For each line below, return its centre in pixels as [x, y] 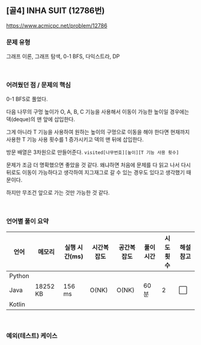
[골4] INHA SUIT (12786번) [56, 11]
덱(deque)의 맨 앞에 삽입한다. [41, 119]
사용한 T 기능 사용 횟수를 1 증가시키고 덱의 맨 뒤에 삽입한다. [75, 140]
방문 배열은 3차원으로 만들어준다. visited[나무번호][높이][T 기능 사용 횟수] [93, 152]
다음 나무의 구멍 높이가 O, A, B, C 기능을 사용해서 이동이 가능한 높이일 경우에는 [98, 112]
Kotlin [17, 304]
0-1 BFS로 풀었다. [27, 99]
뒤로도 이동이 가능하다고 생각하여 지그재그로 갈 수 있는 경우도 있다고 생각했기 [96, 172]
